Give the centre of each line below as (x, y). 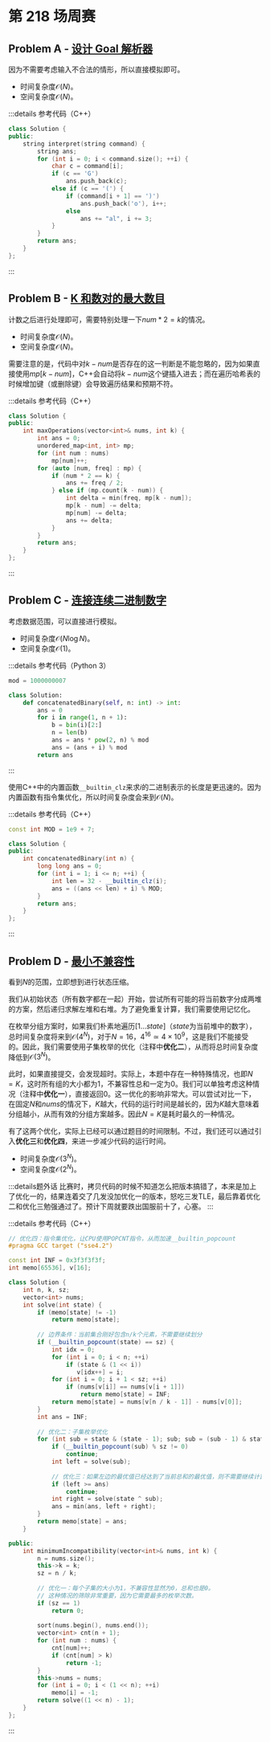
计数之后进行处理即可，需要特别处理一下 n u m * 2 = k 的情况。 (109, 319)
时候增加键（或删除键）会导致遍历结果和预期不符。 (93, 383)
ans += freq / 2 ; (95, 483)
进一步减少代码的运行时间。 (124, 1141)
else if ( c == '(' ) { (88, 189)
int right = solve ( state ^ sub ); (107, 1499)
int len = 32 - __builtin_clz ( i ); (109, 881)
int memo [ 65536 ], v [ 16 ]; (50, 1268)
